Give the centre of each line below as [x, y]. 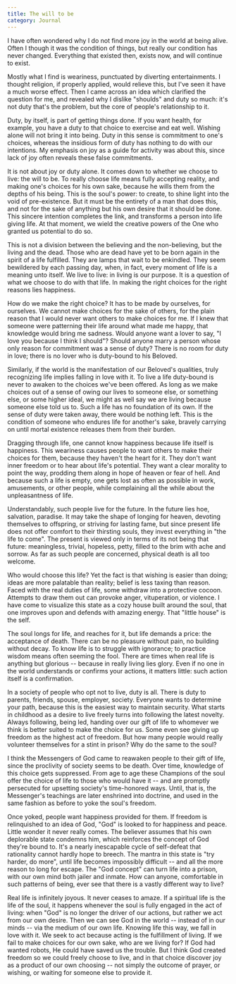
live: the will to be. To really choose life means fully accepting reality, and [113, 179]
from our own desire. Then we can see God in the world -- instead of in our [116, 920]
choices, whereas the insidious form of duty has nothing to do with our [110, 142]
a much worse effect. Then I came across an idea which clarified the [107, 92]
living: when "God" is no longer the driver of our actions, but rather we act [115, 912]
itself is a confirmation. [41, 678]
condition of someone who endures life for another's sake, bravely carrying [117, 422]
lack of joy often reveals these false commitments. [80, 157]
